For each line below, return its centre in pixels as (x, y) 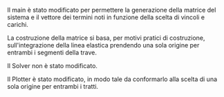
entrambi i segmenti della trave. (52, 52)
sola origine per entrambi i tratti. (53, 86)
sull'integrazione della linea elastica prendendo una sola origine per (103, 45)
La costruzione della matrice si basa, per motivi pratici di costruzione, (106, 38)
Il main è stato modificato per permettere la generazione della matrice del (112, 10)
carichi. (18, 24)
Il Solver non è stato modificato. (53, 66)
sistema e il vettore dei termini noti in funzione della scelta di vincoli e (106, 17)
